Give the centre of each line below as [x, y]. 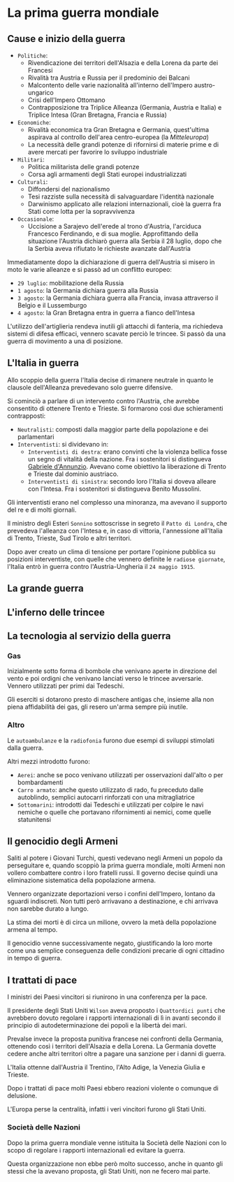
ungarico [41, 93]
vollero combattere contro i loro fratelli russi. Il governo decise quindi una [112, 873]
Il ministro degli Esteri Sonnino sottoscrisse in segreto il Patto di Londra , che [117, 523]
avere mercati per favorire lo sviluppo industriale [97, 152]
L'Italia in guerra [43, 363]
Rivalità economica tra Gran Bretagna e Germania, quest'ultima [118, 130]
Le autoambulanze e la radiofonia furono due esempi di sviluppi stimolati [111, 740]
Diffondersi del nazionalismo [69, 189]
